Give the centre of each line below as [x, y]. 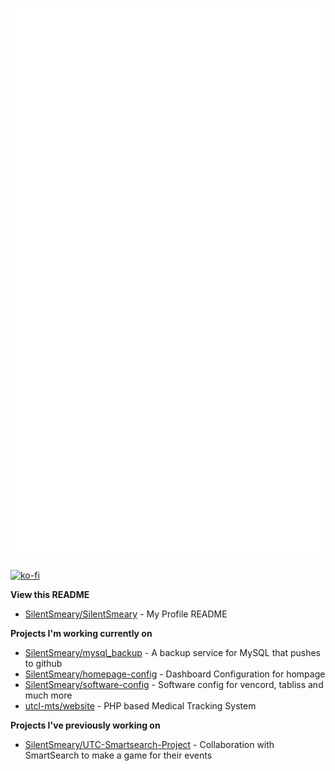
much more [48, 695]
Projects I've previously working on [85, 725]
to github [43, 664]
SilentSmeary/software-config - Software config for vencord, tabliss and [174, 685]
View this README [50, 595]
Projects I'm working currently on [81, 634]
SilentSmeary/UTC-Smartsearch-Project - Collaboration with [149, 745]
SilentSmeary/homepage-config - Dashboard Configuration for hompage [175, 674]
